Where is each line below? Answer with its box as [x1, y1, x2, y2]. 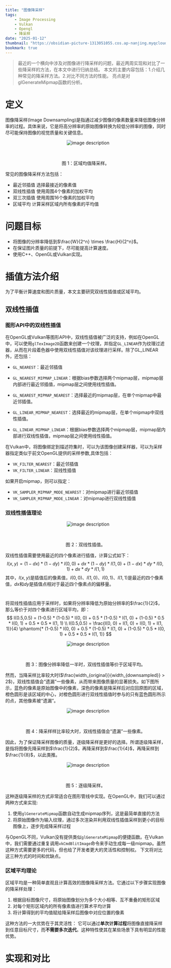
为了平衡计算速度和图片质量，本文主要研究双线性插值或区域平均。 [5, 289, 144, 295]
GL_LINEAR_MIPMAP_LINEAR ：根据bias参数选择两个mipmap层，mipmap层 [12, 427, 161, 433]
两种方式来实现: [5, 799, 38, 805]
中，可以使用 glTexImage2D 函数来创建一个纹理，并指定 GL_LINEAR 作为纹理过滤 [5, 341, 165, 347]
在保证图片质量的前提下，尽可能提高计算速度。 [12, 245, 111, 251]
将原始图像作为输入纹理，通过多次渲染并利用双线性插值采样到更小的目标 [12, 817, 164, 823]
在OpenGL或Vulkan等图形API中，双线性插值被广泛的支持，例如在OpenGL [5, 334, 159, 341]
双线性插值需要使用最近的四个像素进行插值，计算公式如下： [5, 553, 130, 559]
